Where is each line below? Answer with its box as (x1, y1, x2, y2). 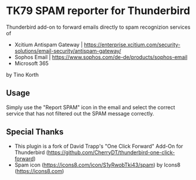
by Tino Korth (6, 71, 39, 78)
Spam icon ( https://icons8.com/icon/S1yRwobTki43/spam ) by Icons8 (14, 161, 181, 168)
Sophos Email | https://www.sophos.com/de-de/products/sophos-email (14, 53, 188, 60)
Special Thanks (6, 127, 64, 137)
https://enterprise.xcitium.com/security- (84, 41, 181, 48)
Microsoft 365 (14, 60, 49, 67)
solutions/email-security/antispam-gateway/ (14, 47, 122, 54)
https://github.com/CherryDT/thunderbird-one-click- (47, 148, 176, 156)
